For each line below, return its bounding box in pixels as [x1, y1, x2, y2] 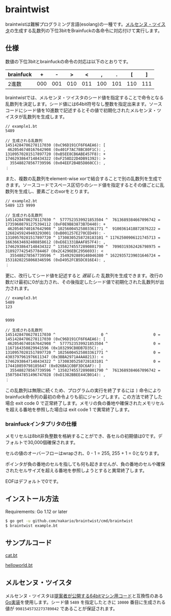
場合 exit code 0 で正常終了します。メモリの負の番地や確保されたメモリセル [5, 400, 164, 406]
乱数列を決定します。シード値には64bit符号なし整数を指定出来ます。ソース [5, 101, 162, 107]
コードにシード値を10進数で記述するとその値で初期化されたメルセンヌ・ [5, 107, 157, 113]
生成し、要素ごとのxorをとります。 [18, 188, 92, 194]
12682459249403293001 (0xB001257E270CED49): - [5, 231, 106, 236]
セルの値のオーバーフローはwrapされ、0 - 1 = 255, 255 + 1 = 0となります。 [5, 450, 162, 456]
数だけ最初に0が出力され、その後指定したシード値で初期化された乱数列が [5, 279, 160, 285]
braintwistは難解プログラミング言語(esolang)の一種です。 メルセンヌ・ [5, 21, 153, 27]
